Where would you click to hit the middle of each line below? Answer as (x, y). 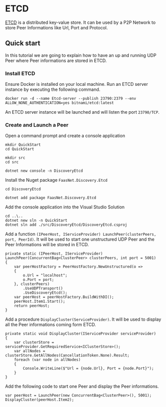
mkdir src (15, 158)
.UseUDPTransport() (43, 288)
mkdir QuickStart (23, 145)
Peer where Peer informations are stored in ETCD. (56, 61)
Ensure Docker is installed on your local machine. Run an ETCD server (77, 84)
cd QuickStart (20, 149)
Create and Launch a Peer (37, 125)
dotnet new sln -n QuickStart (36, 221)
